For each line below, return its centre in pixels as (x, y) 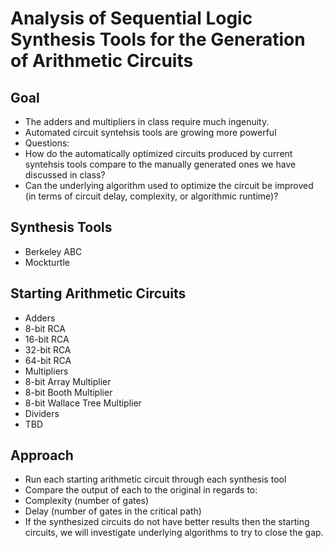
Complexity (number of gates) (87, 501)
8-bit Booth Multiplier (68, 392)
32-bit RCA (48, 349)
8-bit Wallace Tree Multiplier (83, 403)
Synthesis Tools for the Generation (158, 39)
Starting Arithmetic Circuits (98, 293)
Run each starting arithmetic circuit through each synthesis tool (155, 479)
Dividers (42, 413)
